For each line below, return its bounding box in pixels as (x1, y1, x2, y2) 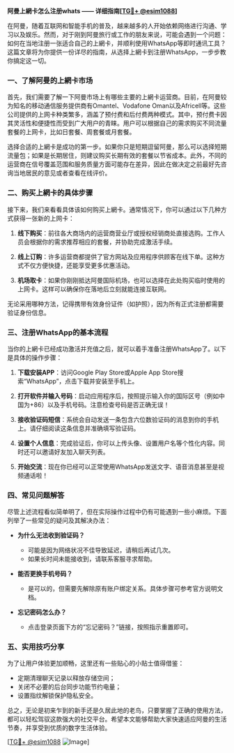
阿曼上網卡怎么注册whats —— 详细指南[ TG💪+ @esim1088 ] (7, 7, 178, 15)
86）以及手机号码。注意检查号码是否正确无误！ (33, 400, 170, 409)
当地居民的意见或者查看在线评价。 (13, 169, 111, 177)
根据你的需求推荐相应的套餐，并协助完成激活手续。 (29, 237, 176, 246)
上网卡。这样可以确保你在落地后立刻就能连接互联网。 (17, 284, 171, 293)
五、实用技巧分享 (7, 642, 65, 652)
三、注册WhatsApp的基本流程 (7, 328, 109, 337)
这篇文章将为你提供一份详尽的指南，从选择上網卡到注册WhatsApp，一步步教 (7, 48, 226, 56)
